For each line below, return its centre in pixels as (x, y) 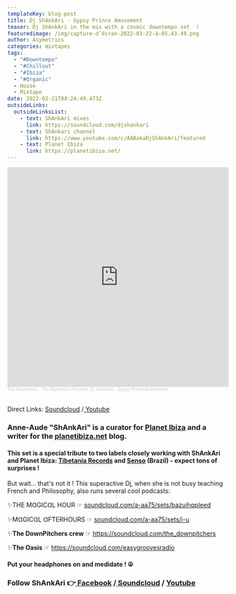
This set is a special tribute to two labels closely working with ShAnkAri (114, 453)
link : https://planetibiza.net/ (73, 151)
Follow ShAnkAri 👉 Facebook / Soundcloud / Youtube (101, 583)
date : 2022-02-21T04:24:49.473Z (54, 99)
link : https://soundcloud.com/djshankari (87, 125)
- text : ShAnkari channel (58, 131)
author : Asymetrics (36, 40)
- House (25, 86)
